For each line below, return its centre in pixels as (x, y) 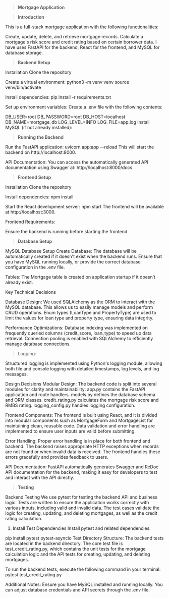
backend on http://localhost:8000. (41, 152)
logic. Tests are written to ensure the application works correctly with (77, 502)
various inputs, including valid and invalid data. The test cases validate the (82, 508)
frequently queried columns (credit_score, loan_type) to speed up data (79, 333)
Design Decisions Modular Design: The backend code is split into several (81, 384)
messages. (17, 374)
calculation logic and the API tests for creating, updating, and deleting (78, 554)
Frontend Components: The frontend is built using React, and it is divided (81, 415)
